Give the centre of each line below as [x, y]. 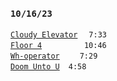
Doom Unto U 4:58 [48, 67]
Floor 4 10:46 [58, 46]
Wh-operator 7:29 [54, 56]
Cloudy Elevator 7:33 [58, 35]
